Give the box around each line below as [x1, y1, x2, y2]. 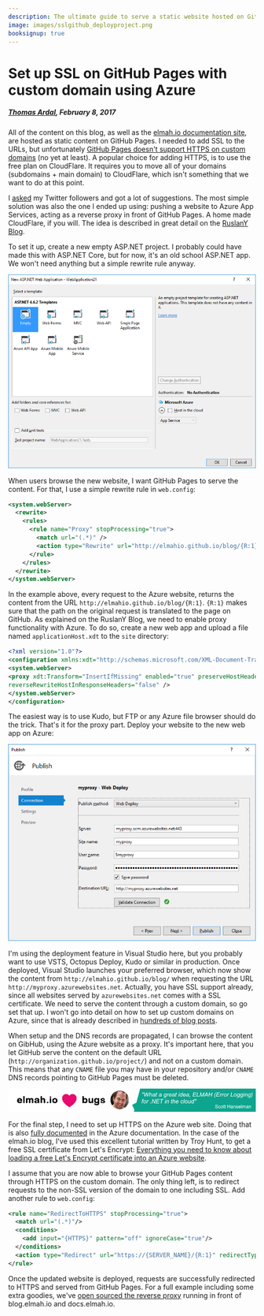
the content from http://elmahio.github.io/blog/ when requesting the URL [8, 974, 254, 983]
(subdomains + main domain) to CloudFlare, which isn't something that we [8, 170, 249, 179]
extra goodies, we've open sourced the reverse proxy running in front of [8, 1290, 242, 1300]
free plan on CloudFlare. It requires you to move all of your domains [8, 161, 226, 170]
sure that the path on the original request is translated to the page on [8, 606, 231, 616]
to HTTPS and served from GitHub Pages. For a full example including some [8, 1282, 254, 1292]
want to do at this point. [8, 177, 85, 187]
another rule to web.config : [8, 1193, 96, 1202]
